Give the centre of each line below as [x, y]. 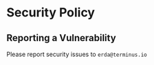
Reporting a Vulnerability [61, 38]
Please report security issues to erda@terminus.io [77, 54]
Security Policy [51, 13]
